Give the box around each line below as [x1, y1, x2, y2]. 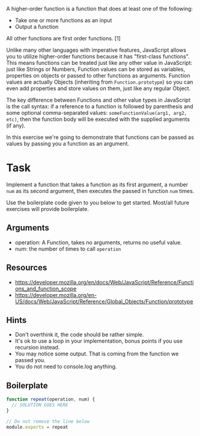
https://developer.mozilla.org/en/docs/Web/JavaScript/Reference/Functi [14, 278, 194, 286]
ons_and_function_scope [14, 285, 77, 292]
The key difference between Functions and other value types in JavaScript [6, 96, 191, 103]
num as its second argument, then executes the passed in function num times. [6, 187, 195, 194]
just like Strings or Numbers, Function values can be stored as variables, [6, 66, 186, 73]
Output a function [14, 23, 59, 30]
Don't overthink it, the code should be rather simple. [14, 331, 144, 339]
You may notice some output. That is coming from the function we [14, 350, 179, 357]
